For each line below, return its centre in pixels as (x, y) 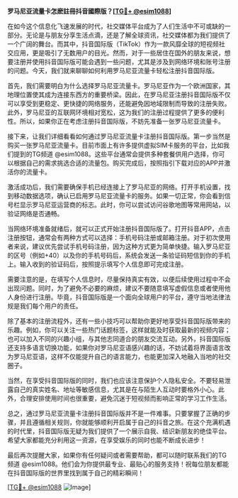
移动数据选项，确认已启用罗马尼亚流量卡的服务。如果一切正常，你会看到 (119, 196)
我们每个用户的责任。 (51, 306)
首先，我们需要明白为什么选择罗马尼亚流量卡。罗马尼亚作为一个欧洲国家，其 (119, 86)
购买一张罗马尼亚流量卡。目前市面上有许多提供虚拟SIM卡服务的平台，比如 (115, 145)
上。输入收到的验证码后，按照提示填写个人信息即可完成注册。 (97, 264)
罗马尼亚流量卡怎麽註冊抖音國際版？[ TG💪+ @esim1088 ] (90, 11)
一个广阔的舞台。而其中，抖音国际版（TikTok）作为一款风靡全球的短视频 (113, 44)
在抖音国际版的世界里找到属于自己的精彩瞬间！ (75, 473)
